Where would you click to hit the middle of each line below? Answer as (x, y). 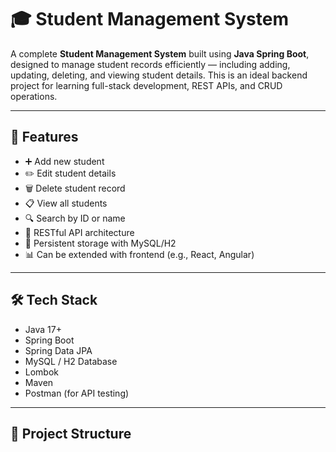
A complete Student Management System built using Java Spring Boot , (160, 53)
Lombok (42, 372)
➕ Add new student (64, 161)
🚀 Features (44, 137)
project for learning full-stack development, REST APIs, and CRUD (146, 85)
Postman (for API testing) (77, 393)
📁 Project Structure (71, 433)
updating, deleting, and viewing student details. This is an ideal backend (159, 75)
